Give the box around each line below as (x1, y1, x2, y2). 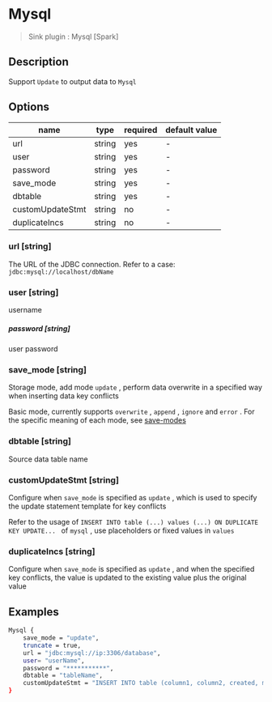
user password (8, 344, 58, 354)
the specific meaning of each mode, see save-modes (8, 415, 186, 425)
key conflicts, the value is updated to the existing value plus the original (8, 572, 247, 583)
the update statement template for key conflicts (8, 501, 167, 511)
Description (8, 55, 69, 69)
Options (8, 100, 50, 114)
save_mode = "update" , (23, 634, 100, 642)
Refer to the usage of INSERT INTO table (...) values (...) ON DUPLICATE (8, 517, 259, 527)
